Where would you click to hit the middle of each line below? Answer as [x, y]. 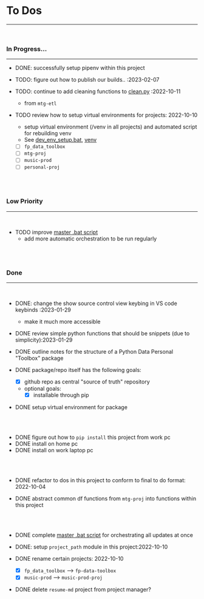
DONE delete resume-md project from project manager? [83, 590]
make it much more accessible [62, 322]
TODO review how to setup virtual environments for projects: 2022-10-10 [106, 115]
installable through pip [61, 395]
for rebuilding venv [48, 133]
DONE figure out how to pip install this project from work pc [93, 437]
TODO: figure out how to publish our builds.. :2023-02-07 [87, 80]
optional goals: [43, 389]
